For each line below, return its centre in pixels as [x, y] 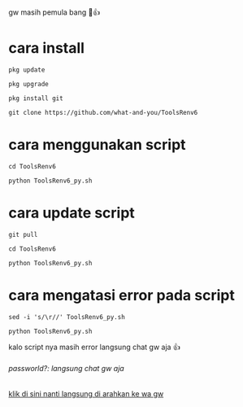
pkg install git [36, 98]
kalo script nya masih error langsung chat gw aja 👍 [94, 347]
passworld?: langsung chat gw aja [66, 369]
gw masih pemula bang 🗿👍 [54, 12]
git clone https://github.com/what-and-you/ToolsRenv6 [103, 112]
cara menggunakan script [97, 145]
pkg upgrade [28, 84]
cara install [47, 48]
